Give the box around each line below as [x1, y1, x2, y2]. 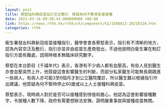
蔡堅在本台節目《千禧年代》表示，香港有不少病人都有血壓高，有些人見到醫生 [5, 63, 161, 69]
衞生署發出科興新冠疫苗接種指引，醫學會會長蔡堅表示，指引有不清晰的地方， [5, 40, 161, 46]
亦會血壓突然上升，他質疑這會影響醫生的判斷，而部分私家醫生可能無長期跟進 [5, 69, 161, 74]
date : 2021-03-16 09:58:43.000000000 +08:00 [5, 16, 98, 21]
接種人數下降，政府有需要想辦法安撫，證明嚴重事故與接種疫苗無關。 [18, 98, 157, 104]
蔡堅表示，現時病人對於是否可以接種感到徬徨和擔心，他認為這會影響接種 [5, 92, 152, 98]
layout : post [5, 7, 32, 12]
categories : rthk [5, 26, 41, 31]
